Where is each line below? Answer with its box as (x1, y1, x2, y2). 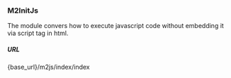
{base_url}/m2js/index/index (7, 63, 90, 72)
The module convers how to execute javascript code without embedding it (7, 22, 225, 30)
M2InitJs (7, 6, 39, 15)
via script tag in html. (7, 29, 69, 37)
